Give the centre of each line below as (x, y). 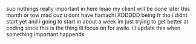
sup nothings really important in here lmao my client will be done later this (98, 9)
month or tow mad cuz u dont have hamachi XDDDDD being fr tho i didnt (97, 15)
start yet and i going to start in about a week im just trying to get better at (97, 21)
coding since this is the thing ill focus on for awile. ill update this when (93, 28)
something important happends (45, 34)
